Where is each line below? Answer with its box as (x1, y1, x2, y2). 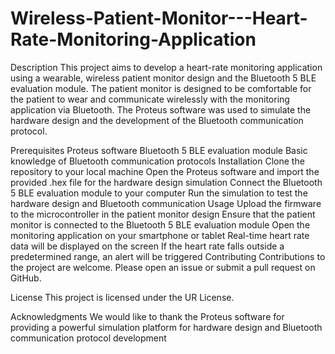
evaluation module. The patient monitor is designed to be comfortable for (10, 82, 312, 94)
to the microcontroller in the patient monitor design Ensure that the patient (10, 208, 316, 220)
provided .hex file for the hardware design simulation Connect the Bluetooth (10, 176, 323, 188)
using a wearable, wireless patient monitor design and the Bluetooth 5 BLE (10, 72, 317, 84)
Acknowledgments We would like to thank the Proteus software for (10, 310, 285, 322)
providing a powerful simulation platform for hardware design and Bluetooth (10, 321, 323, 333)
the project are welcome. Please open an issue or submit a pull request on (10, 261, 316, 273)
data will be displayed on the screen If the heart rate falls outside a (10, 240, 285, 252)
